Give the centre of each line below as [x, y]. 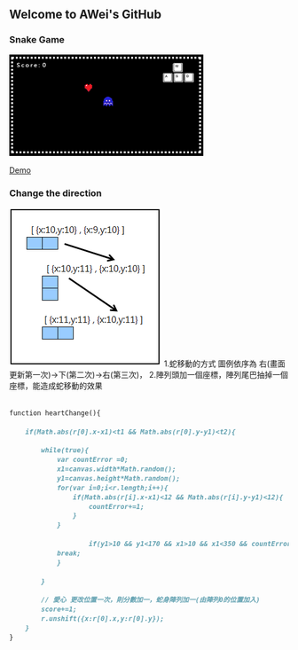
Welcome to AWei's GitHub [86, 15]
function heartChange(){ [55, 413]
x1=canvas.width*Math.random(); [116, 469]
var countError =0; [92, 460]
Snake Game [37, 40]
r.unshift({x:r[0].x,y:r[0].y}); [103, 619]
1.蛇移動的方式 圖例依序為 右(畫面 [224, 364]
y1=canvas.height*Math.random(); [118, 478]
